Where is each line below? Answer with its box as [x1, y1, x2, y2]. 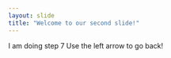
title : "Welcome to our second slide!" [8, 19, 140, 27]
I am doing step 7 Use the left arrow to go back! [8, 41, 164, 50]
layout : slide [8, 11, 55, 20]
